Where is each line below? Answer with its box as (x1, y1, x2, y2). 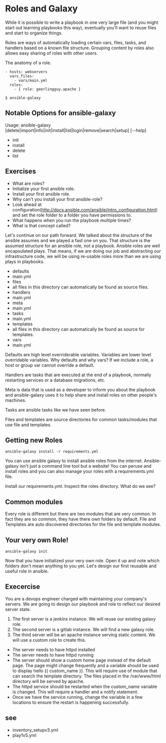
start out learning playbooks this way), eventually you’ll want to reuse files (5, 24, 157, 30)
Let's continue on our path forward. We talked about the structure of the (5, 232, 153, 238)
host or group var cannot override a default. (5, 362, 95, 368)
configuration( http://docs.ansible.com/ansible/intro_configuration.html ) (12, 206, 158, 212)
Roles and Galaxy (5, 3, 78, 14)
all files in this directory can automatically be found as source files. (12, 284, 149, 290)
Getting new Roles (5, 436, 63, 444)
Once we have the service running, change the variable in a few (12, 694, 143, 700)
